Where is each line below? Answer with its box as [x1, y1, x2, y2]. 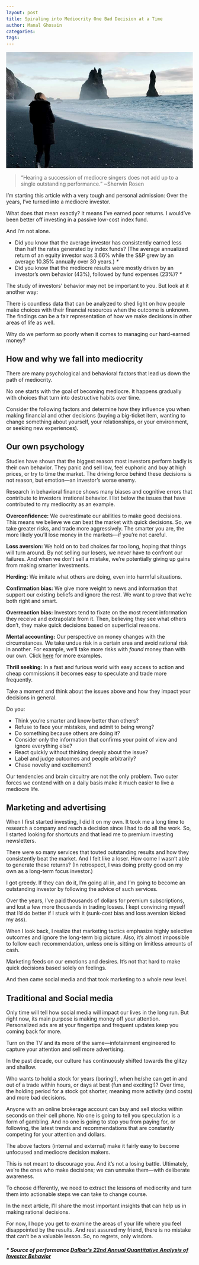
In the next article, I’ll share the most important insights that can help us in [6, 1202, 187, 1210]
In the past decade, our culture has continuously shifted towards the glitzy [6, 1057, 188, 1065]
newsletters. [6, 837, 37, 845]
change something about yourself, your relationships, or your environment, [6, 418, 188, 425]
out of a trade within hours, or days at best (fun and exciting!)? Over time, [6, 1081, 185, 1088]
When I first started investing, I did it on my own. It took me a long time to [6, 818, 185, 825]
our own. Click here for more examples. [6, 652, 102, 659]
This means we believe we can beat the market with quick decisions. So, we [6, 518, 192, 526]
